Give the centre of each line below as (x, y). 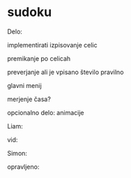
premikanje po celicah (39, 58)
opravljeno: (23, 166)
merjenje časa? (29, 99)
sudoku (30, 12)
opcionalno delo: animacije (46, 112)
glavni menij (24, 85)
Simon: (17, 153)
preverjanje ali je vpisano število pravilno (65, 72)
